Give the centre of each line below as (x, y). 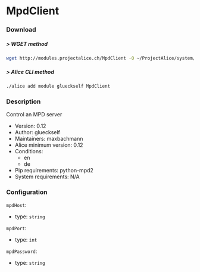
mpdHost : (16, 205)
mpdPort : (16, 228)
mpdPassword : (22, 251)
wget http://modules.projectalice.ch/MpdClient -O (70, 58)
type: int (26, 240)
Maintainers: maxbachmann (49, 139)
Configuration (27, 192)
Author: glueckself (37, 132)
